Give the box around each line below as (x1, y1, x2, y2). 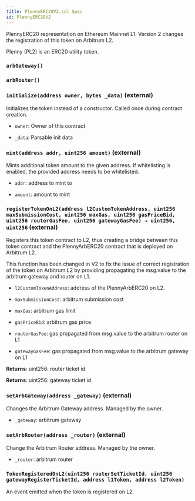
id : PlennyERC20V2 (6, 14, 51, 20)
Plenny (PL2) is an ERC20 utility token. (6, 48, 99, 55)
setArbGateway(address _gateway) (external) (6, 391, 132, 400)
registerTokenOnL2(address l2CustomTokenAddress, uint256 (6, 205, 176, 212)
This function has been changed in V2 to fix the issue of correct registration (6, 260, 190, 268)
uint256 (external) (6, 223, 58, 231)
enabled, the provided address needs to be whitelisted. (6, 168, 140, 175)
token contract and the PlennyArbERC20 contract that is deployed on (6, 243, 173, 250)
